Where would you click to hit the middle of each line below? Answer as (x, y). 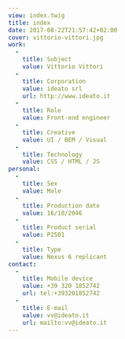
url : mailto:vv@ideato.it (65, 322)
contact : (22, 264)
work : (17, 45)
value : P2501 (44, 235)
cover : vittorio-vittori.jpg (56, 37)
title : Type (42, 249)
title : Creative (49, 132)
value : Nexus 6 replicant (65, 256)
